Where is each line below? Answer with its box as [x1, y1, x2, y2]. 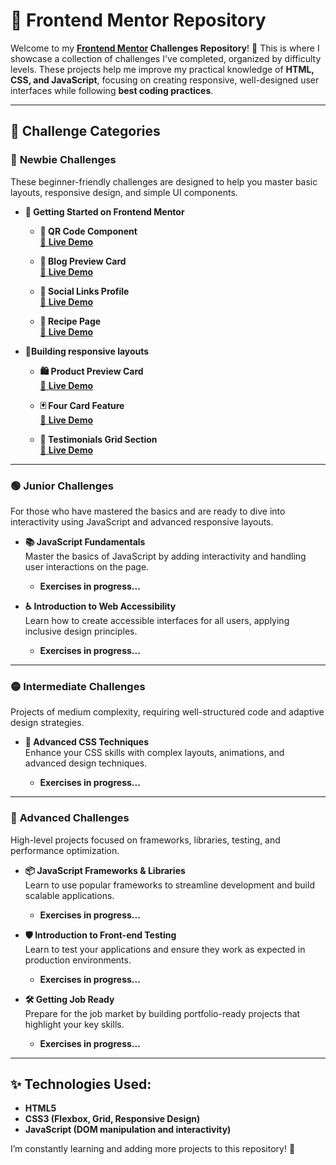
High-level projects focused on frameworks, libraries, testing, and [10, 834, 281, 846]
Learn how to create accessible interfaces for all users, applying [24, 614, 290, 626]
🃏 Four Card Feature [39, 399, 125, 411]
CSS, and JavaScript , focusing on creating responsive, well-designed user [10, 74, 320, 86]
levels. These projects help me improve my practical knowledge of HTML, [10, 63, 315, 75]
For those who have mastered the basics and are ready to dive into [10, 505, 286, 517]
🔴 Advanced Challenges [10, 811, 130, 825]
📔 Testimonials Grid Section [39, 433, 158, 445]
